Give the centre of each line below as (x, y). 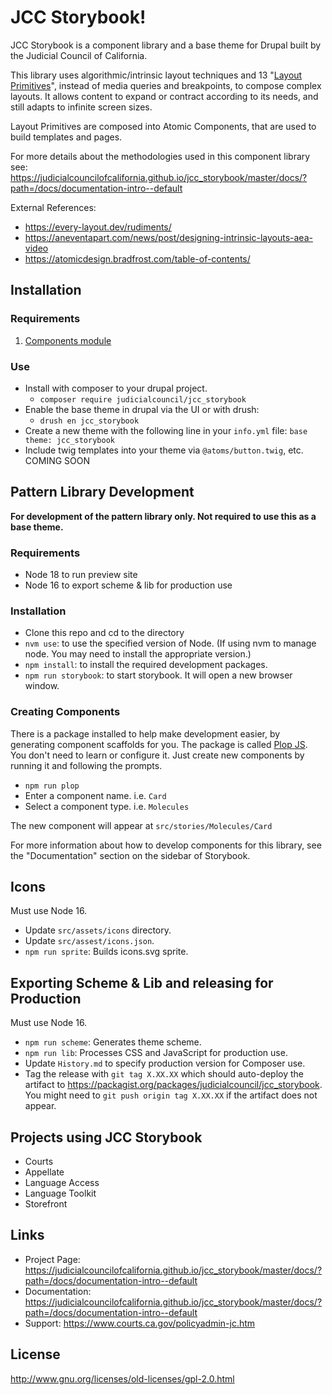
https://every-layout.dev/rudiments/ (98, 227)
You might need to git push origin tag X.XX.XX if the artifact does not (171, 1095)
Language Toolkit (60, 1193)
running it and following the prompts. (86, 765)
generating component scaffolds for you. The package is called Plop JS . (159, 744)
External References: (53, 207)
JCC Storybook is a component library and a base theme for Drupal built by (166, 45)
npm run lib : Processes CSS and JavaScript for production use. (156, 1053)
